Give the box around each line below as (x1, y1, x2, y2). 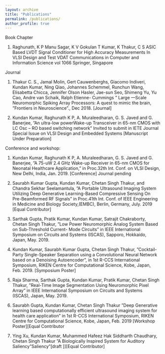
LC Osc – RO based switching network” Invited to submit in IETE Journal (12, 125, 159, 131)
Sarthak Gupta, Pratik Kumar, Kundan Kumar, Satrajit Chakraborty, (12, 216, 146, 222)
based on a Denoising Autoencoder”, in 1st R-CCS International (12, 257, 140, 263)
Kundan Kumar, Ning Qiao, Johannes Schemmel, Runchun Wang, (12, 84, 144, 90)
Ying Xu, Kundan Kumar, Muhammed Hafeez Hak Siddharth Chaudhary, (12, 333, 158, 339)
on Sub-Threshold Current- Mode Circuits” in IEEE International (12, 227, 140, 233)
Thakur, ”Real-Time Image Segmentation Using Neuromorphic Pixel (12, 282, 149, 288)
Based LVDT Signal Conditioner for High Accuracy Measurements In (12, 49, 151, 55)
